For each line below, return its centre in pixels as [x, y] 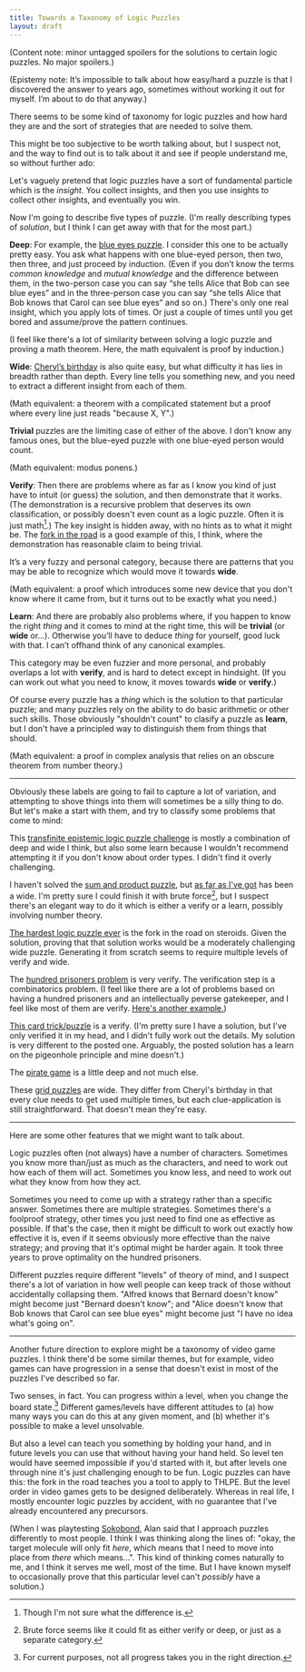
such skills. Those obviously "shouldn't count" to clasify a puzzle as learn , [149, 719]
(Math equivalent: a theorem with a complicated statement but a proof [140, 403]
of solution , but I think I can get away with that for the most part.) [131, 227]
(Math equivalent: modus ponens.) [74, 467]
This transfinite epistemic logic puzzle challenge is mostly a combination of [150, 838]
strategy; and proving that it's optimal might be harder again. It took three [147, 1247]
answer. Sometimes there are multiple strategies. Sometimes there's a [140, 1209]
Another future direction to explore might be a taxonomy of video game [143, 1349]
